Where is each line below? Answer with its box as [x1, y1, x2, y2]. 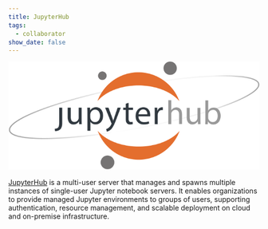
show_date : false [8, 38, 66, 46]
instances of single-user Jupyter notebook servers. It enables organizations [8, 186, 258, 195]
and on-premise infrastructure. [8, 211, 110, 221]
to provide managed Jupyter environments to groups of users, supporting [8, 195, 250, 204]
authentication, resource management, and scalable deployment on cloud [8, 203, 251, 213]
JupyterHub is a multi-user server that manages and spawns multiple [8, 178, 236, 188]
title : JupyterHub [8, 13, 69, 21]
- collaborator [15, 30, 66, 38]
